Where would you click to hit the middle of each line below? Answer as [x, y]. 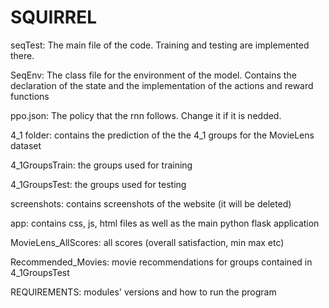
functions [30, 96]
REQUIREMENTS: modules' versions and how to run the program [143, 292]
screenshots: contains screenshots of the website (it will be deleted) [151, 203]
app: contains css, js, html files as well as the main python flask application [165, 223]
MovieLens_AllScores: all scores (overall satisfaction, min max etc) [147, 242]
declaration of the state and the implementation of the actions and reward [162, 85]
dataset [26, 145]
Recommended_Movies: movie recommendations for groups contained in [161, 262]
